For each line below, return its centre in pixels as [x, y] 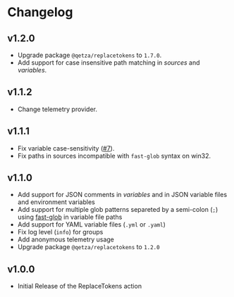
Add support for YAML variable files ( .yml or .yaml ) [91, 225]
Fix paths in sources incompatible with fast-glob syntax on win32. [114, 156]
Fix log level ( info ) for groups [60, 232]
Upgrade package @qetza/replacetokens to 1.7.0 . [90, 55]
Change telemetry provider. [57, 109]
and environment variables [56, 202]
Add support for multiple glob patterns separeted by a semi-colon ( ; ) [118, 210]
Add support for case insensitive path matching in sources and [109, 63]
